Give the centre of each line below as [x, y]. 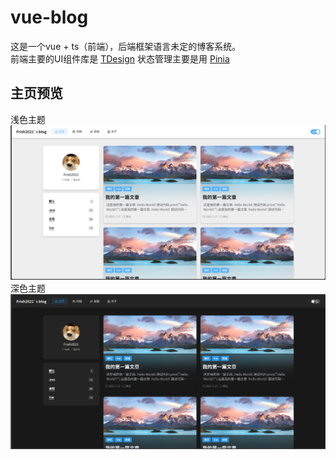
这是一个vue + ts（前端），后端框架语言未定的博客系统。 [126, 46]
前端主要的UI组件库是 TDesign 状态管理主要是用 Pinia [120, 58]
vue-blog [49, 17]
